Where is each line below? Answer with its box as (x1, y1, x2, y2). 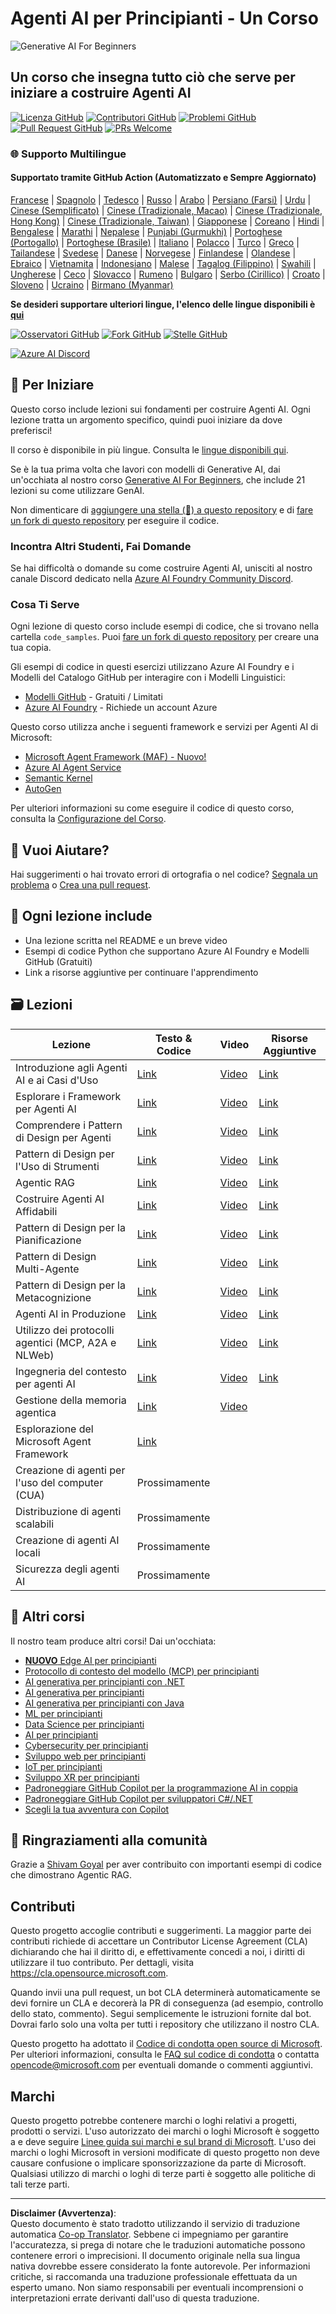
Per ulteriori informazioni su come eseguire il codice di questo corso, (10, 802, 295, 814)
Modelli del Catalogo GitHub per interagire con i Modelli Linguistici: (10, 672, 286, 684)
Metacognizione (15, 1290, 92, 1304)
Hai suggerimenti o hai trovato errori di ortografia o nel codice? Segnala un (10, 868, 318, 881)
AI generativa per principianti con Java (24, 1697, 185, 1709)
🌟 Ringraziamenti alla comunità (10, 1832, 208, 1849)
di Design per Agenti (15, 1130, 112, 1144)
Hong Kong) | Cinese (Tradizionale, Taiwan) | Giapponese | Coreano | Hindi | (10, 215, 325, 227)
